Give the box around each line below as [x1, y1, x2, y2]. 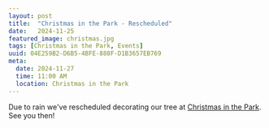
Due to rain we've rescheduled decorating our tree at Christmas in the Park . [8, 102, 262, 112]
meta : [8, 58, 27, 66]
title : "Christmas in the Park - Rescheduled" [8, 19, 173, 28]
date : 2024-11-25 [8, 27, 75, 35]
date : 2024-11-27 [15, 65, 75, 73]
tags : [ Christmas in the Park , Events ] [8, 42, 144, 50]
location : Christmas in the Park [15, 79, 129, 87]
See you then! [8, 110, 55, 120]
